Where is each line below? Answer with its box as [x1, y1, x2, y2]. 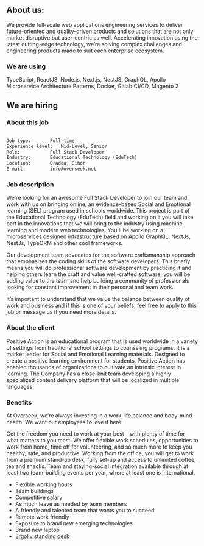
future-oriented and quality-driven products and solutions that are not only [6, 27, 194, 35]
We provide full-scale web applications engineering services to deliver [6, 21, 183, 28]
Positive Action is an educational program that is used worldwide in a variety [6, 338, 199, 345]
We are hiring [6, 100, 58, 110]
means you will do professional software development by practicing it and [6, 264, 192, 272]
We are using [6, 62, 46, 71]
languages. [6, 383, 35, 390]
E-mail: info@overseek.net [6, 166, 97, 172]
